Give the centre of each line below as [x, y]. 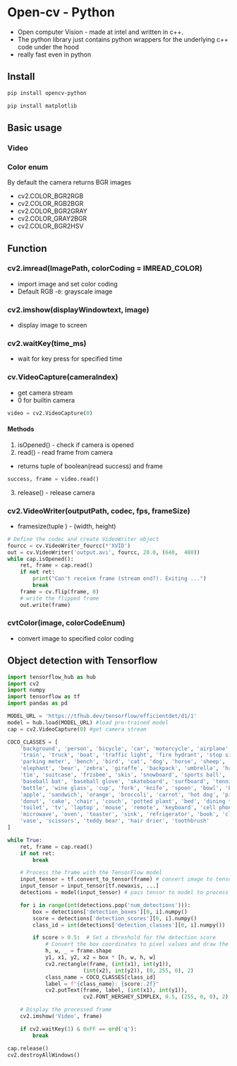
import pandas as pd [38, 703]
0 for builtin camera [46, 400]
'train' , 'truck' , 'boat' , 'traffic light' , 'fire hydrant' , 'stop [121, 755]
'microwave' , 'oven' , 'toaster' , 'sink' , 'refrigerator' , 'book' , [120, 814]
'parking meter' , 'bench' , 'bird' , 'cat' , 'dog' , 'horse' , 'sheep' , [123, 762]
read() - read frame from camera [65, 452]
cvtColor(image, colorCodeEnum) [66, 623]
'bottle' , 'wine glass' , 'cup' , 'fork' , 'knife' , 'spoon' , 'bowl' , [121, 788]
